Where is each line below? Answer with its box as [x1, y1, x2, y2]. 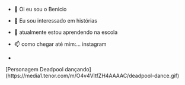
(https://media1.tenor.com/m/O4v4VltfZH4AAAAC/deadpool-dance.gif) [5, 72, 180, 79]
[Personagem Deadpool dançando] [5, 66, 91, 73]
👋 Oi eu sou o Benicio [14, 6, 67, 12]
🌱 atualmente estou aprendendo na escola [14, 29, 118, 36]
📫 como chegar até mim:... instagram [14, 40, 107, 48]
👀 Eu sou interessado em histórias [14, 17, 97, 24]
